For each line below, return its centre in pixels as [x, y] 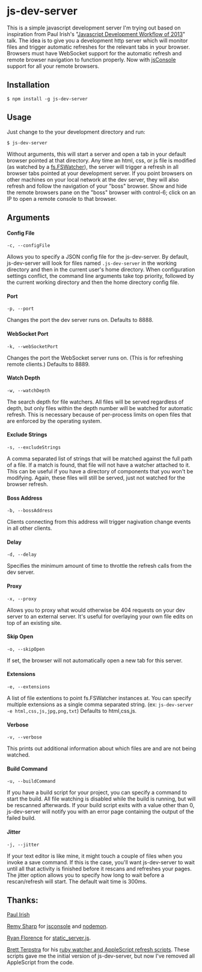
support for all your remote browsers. [53, 66]
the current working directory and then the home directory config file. [93, 282]
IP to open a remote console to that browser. [62, 198]
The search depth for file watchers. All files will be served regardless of [95, 402]
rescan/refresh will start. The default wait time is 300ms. [77, 881]
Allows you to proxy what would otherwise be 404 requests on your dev [96, 610]
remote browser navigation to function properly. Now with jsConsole [91, 60]
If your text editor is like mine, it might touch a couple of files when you [95, 856]
